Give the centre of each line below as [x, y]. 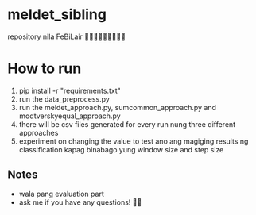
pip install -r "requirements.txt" [70, 90]
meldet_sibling [57, 15]
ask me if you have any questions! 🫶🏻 [80, 202]
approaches [39, 132]
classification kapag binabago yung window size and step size [121, 149]
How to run [45, 69]
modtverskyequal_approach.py [70, 116]
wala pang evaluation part [61, 194]
